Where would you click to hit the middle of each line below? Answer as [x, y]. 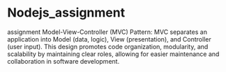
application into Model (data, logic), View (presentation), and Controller [109, 39]
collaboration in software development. [63, 61]
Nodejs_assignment [66, 13]
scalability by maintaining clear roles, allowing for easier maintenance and [113, 54]
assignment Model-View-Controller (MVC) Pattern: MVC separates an [107, 32]
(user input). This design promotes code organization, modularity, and [108, 46]
